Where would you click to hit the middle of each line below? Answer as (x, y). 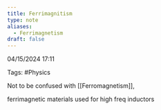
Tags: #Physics (29, 73)
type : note (23, 20)
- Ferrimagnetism (38, 33)
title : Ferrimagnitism (40, 13)
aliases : (20, 26)
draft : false (26, 39)
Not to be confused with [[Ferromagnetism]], (71, 86)
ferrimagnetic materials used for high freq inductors (81, 99)
